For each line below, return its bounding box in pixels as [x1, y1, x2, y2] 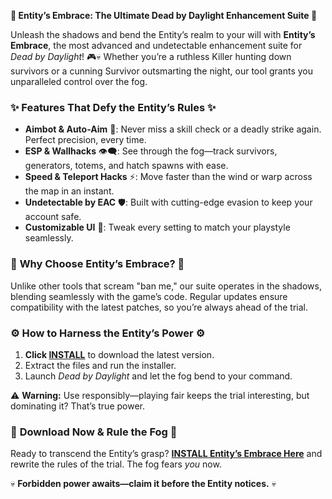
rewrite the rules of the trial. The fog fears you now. [10, 458, 222, 470]
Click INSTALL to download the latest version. [24, 348, 215, 360]
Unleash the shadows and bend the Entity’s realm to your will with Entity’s [10, 29, 316, 40]
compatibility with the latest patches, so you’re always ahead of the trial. [10, 301, 308, 313]
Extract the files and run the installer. [24, 359, 177, 371]
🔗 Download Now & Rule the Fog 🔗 [10, 425, 178, 439]
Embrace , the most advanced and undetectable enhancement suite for [10, 40, 303, 51]
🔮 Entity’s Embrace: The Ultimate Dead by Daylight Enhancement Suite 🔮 [10, 10, 318, 21]
